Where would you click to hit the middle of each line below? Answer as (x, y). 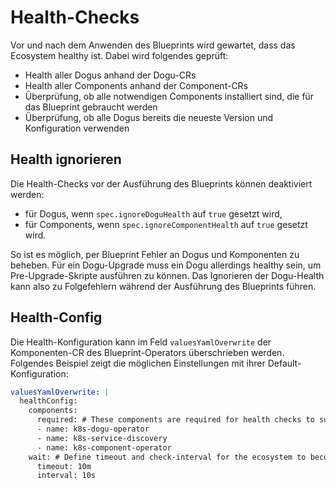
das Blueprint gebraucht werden (91, 107)
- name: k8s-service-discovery (102, 438)
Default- (284, 363)
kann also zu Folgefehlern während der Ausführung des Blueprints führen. (163, 286)
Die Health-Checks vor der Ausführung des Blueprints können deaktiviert (161, 183)
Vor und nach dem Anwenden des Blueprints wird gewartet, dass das (153, 45)
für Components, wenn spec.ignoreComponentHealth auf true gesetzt (166, 224)
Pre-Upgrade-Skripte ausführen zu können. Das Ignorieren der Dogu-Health (167, 275)
